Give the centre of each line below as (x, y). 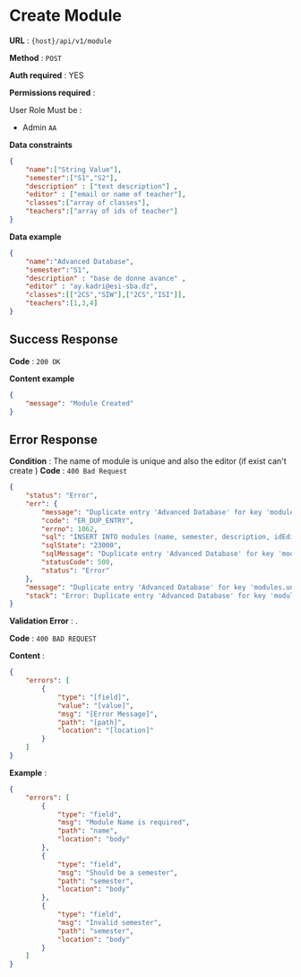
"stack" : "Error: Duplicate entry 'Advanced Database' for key (146, 596)
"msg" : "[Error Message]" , (107, 714)
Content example (42, 379)
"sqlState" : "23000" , (82, 545)
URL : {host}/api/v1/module (60, 40)
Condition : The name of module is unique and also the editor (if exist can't (148, 461)
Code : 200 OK (35, 361)
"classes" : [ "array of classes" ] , (88, 203)
